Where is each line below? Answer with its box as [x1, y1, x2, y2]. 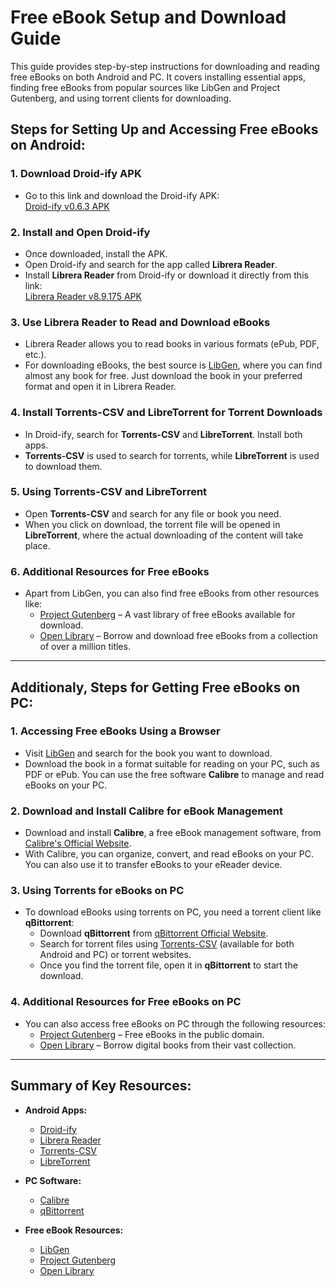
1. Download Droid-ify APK [10, 167, 142, 181]
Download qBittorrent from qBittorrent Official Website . [39, 927, 269, 940]
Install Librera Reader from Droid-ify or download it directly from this [24, 269, 309, 281]
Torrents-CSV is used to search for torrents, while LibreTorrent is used [24, 449, 320, 461]
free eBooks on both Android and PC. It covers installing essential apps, [10, 71, 307, 83]
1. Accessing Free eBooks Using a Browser [10, 724, 221, 738]
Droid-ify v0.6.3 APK [24, 200, 110, 212]
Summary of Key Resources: [10, 1077, 192, 1095]
